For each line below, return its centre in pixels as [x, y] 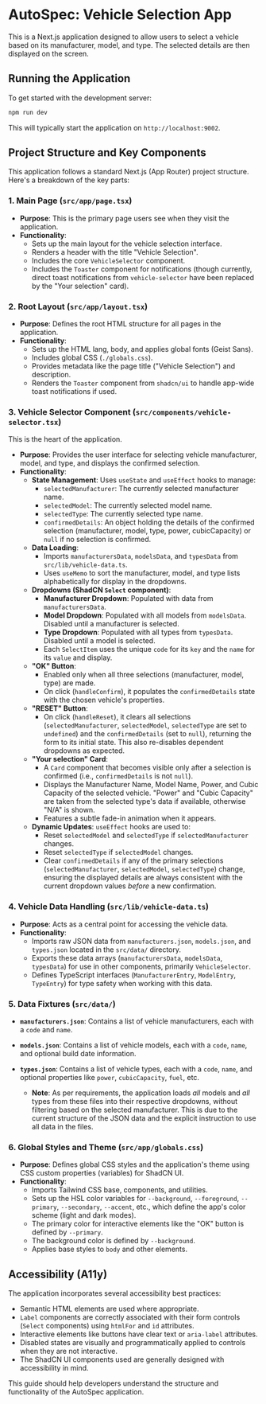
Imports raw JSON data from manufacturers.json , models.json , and [141, 941]
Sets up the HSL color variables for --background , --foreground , [135, 1199]
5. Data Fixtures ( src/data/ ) [62, 1004]
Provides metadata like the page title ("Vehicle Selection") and [133, 366]
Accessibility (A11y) [58, 1274]
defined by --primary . [67, 1232]
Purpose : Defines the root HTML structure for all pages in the [120, 324]
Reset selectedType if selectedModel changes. [118, 852]
